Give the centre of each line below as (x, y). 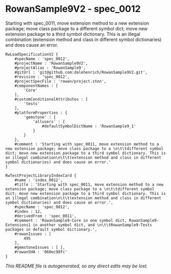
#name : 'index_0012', (39, 180)
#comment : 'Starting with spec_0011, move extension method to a (87, 144)
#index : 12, (28, 211)
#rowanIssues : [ (33, 234)
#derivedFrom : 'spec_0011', (46, 216)
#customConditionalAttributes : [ (51, 99)
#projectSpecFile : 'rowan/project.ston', (60, 81)
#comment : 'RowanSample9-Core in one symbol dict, (71, 220)
